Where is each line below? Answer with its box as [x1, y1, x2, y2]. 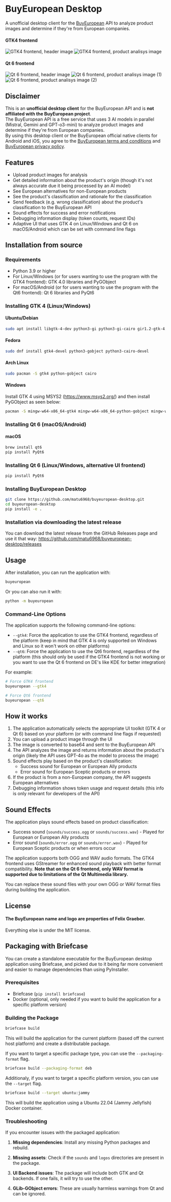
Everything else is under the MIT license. [5, 927, 91, 933]
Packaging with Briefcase [5, 942, 88, 951]
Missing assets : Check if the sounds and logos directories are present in [12, 1154, 164, 1161]
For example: [5, 669, 33, 675]
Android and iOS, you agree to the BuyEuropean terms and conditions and [5, 138, 161, 144]
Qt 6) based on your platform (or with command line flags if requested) [12, 731, 162, 737]
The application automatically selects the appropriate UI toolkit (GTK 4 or [12, 725, 166, 731]
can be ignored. [12, 1191, 46, 1197]
